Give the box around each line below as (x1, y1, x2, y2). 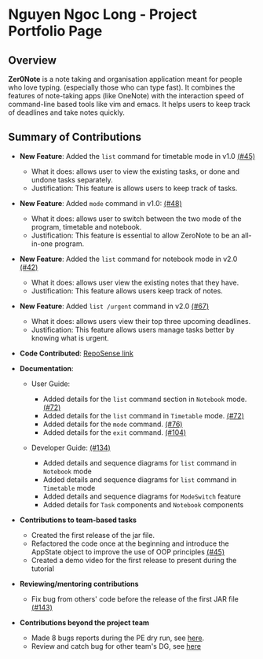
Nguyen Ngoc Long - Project (8, 6, 198, 24)
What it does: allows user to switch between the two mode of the (31, 214, 242, 223)
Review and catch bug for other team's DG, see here (31, 641, 202, 650)
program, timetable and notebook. (31, 222, 142, 231)
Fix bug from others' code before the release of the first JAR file (31, 594, 239, 603)
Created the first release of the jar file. (31, 530, 155, 539)
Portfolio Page (8, 22, 103, 40)
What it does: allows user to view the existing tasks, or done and (31, 167, 239, 176)
